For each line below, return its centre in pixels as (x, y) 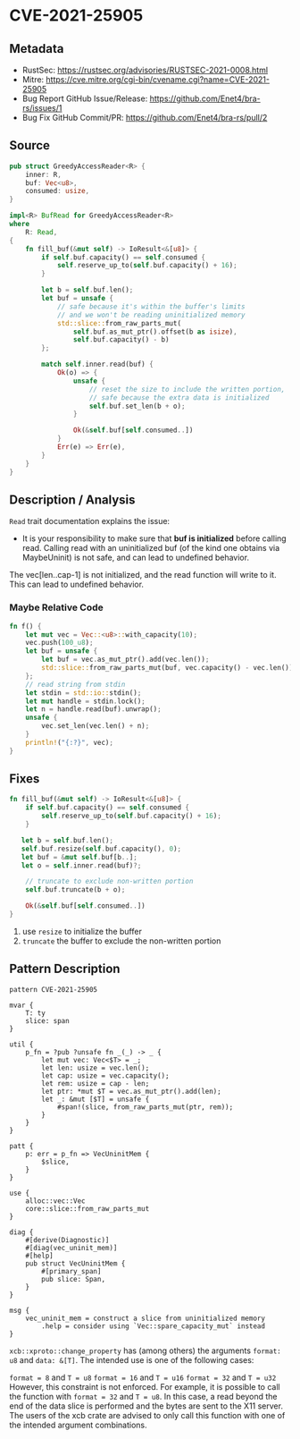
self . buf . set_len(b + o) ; (137, 406)
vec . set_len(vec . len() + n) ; (96, 726)
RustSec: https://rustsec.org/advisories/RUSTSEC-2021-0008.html (145, 70)
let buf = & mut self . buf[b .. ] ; (79, 857)
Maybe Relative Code (57, 607)
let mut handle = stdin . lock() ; (85, 701)
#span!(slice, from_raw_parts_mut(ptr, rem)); (145, 1107)
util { (21, 1044)
